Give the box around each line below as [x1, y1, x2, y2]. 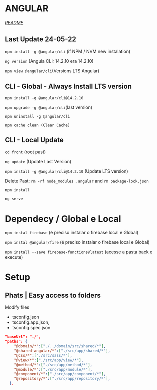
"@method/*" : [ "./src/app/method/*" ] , [14, 362, 93, 367]
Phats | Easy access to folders [5, 291, 101, 299]
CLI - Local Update [5, 136, 64, 144]
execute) [5, 254, 23, 260]
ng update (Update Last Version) [5, 159, 72, 165]
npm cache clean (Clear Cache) [5, 123, 70, 128]
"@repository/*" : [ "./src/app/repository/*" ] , [14, 376, 111, 381]
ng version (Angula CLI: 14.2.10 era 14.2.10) [5, 58, 94, 64]
